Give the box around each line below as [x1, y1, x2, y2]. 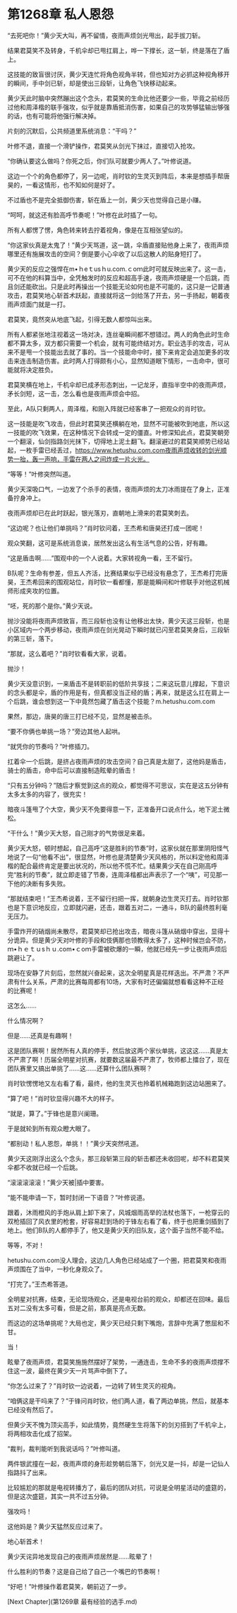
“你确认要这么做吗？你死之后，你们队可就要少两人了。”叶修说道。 [7, 156, 195, 165]
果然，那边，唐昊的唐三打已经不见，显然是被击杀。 [7, 712, 156, 720]
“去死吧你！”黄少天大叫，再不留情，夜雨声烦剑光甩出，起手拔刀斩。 [7, 31, 205, 40]
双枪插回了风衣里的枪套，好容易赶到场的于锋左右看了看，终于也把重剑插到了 [7, 1217, 230, 1225]
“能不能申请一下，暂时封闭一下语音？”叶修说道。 [7, 1193, 150, 1201]
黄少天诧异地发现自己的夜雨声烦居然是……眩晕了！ [7, 1552, 154, 1561]
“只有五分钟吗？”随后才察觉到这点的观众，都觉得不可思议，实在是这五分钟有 [7, 781, 229, 790]
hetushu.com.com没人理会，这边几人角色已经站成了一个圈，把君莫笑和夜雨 [7, 1256, 227, 1264]
